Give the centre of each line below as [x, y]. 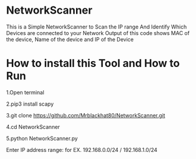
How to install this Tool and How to [93, 63]
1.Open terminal [25, 92]
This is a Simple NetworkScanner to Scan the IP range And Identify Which [97, 27]
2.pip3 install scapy [30, 104]
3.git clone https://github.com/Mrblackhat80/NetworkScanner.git [86, 115]
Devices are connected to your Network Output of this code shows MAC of [98, 33]
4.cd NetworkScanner [33, 127]
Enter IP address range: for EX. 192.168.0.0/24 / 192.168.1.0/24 [82, 150]
